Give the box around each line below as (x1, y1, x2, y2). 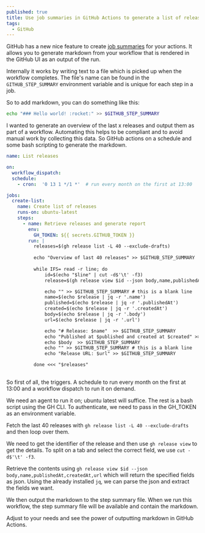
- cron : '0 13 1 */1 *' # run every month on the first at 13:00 (17, 181, 192, 187)
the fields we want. (6, 484, 54, 491)
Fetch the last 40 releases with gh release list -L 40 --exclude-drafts (6, 421, 189, 428)
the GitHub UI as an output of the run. (6, 56, 101, 63)
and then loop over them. (6, 428, 70, 435)
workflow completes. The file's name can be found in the (6, 74, 149, 81)
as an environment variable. (6, 410, 76, 417)
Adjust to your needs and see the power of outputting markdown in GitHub (6, 514, 194, 521)
